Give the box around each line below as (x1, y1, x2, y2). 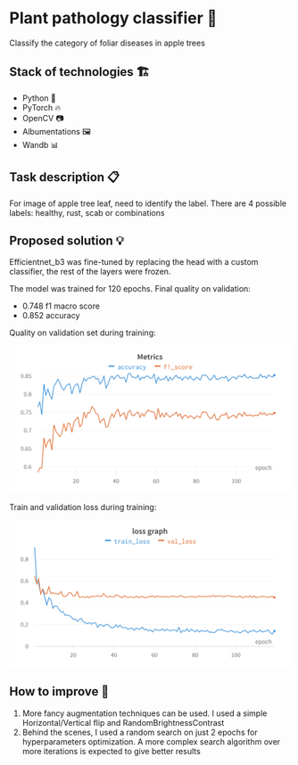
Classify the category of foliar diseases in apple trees (9, 37, 205, 48)
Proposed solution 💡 (9, 233, 125, 248)
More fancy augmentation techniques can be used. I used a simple (21, 708, 268, 719)
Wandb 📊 (21, 139, 60, 150)
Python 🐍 (21, 93, 56, 103)
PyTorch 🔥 (21, 102, 62, 112)
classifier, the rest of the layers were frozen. (9, 267, 171, 277)
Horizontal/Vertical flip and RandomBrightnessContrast (21, 717, 225, 728)
